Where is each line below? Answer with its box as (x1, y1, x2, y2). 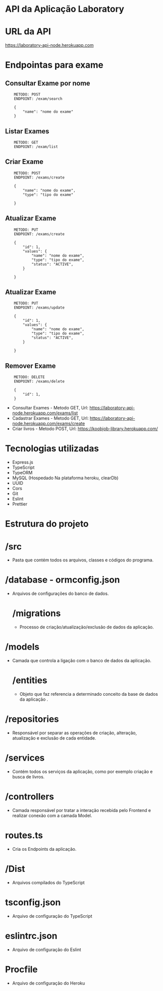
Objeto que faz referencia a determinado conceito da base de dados (19, 691, 158, 697)
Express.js (12, 459, 33, 465)
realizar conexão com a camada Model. (12, 812, 92, 818)
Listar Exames (5, 127, 50, 135)
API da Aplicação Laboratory (5, 3, 124, 15)
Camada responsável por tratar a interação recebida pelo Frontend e (12, 807, 151, 813)
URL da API (5, 26, 51, 37)
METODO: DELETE (14, 375, 45, 380)
